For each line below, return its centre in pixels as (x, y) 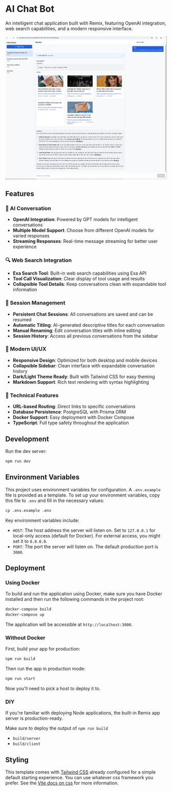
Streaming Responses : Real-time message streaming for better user (85, 241)
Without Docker (25, 637)
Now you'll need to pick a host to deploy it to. (53, 689)
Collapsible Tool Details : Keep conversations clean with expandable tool (89, 284)
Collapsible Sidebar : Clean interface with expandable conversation (84, 366)
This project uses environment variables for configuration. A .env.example (83, 489)
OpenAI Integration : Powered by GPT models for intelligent (75, 219)
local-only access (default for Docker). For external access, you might (87, 535)
